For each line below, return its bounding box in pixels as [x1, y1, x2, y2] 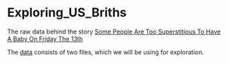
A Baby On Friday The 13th [7, 34, 83, 42]
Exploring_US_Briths [7, 5, 127, 21]
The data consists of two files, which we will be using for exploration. [7, 48, 204, 56]
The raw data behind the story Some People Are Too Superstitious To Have [7, 27, 221, 36]
